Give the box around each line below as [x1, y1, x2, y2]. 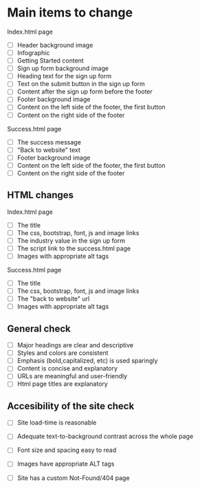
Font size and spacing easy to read [16, 446, 117, 455]
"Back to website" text [16, 146, 81, 154]
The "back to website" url [16, 294, 90, 303]
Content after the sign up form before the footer [16, 87, 153, 96]
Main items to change [7, 5, 133, 21]
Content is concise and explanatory [16, 365, 118, 373]
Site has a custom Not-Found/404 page [16, 473, 130, 482]
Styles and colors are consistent [16, 349, 109, 357]
